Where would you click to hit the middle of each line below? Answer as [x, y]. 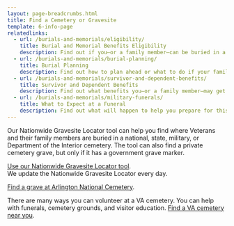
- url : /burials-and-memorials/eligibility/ [79, 40]
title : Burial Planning [54, 65]
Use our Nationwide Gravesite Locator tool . [69, 166]
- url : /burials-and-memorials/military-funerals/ [88, 98]
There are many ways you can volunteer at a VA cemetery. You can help [111, 200]
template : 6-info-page [40, 26]
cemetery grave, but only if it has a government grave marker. [96, 152]
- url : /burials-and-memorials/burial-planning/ [85, 59]
